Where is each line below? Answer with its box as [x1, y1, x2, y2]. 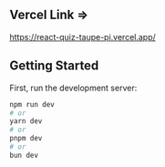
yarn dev [9, 117, 43, 126]
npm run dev [9, 99, 55, 109]
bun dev [9, 151, 39, 160]
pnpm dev [9, 134, 43, 143]
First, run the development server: [9, 82, 138, 93]
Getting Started [9, 58, 99, 74]
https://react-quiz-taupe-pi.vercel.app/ [9, 31, 157, 42]
